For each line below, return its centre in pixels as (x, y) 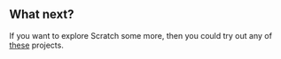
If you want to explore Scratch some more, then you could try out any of (141, 35)
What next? (42, 15)
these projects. (36, 45)
